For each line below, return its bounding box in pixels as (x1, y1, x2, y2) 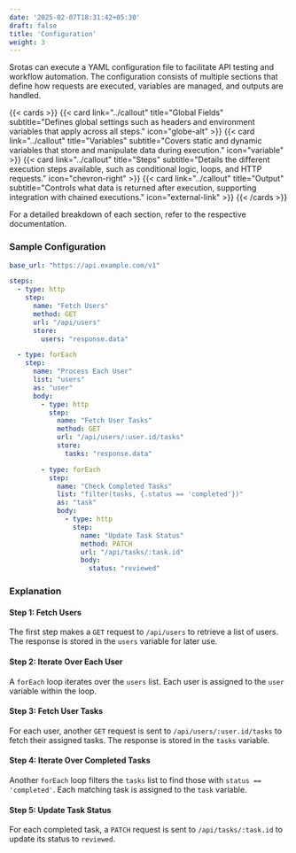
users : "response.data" (41, 334, 129, 344)
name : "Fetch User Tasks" (56, 416, 152, 425)
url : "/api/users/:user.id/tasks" (56, 433, 184, 442)
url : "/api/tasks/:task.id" (80, 547, 184, 556)
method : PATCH (80, 539, 133, 548)
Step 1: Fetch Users (9, 607, 82, 617)
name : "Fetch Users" (32, 302, 109, 311)
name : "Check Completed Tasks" (56, 482, 173, 491)
